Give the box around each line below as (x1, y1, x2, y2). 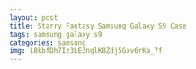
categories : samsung (9, 38, 87, 47)
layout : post (9, 13, 58, 22)
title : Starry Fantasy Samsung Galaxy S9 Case (9, 22, 187, 30)
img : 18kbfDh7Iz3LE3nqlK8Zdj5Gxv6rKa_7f (9, 47, 164, 56)
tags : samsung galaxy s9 (9, 30, 102, 39)
